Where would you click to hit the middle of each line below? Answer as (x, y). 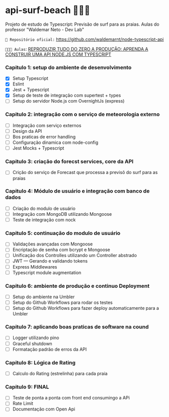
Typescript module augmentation (47, 272)
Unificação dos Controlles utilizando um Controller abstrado (75, 256)
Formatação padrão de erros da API (50, 349)
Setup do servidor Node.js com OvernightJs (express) (68, 101)
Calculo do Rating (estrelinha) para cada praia (60, 373)
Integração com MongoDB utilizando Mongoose (62, 214)
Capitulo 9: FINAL (27, 387)
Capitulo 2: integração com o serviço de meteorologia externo (82, 114)
